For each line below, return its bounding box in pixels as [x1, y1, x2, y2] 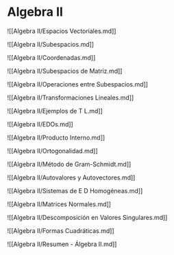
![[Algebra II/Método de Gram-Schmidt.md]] [7, 159, 132, 168]
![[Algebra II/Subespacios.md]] [7, 40, 95, 48]
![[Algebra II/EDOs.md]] [7, 120, 73, 128]
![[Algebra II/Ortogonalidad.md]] [7, 146, 98, 155]
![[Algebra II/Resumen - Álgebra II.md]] [7, 240, 117, 248]
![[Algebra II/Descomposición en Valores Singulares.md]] [7, 213, 168, 221]
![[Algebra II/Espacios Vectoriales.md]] [7, 27, 116, 35]
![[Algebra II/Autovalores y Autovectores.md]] [7, 173, 136, 181]
